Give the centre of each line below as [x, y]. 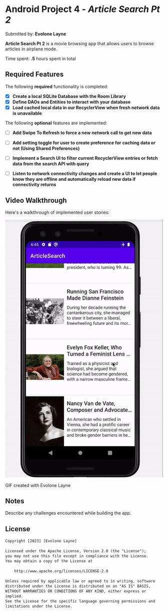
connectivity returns [34, 185]
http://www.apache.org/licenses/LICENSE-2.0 [61, 571]
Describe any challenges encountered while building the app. [68, 513]
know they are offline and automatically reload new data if [74, 179]
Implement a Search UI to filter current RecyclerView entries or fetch [85, 158]
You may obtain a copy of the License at [49, 561]
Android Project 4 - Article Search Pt [82, 9]
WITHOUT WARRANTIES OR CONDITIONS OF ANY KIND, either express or [76, 591]
